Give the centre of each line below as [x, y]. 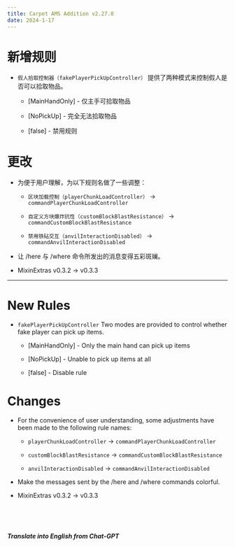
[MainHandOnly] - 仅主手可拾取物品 [79, 101]
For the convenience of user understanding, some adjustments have [116, 420]
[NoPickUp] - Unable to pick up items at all [90, 359]
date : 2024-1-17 [31, 20]
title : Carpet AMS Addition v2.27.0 [60, 14]
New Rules [39, 305]
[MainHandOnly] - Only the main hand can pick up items [109, 346]
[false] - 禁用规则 [52, 131]
